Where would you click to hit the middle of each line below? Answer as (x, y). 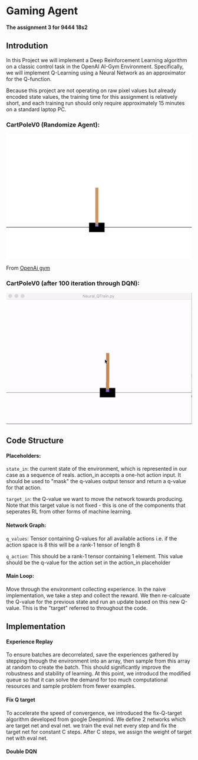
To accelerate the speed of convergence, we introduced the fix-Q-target (94, 713)
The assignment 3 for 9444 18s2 (47, 27)
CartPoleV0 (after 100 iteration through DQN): (73, 283)
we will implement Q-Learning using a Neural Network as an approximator (96, 73)
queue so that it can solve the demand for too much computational (87, 680)
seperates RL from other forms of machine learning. (69, 512)
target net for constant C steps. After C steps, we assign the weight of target (99, 732)
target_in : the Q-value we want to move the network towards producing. (95, 499)
